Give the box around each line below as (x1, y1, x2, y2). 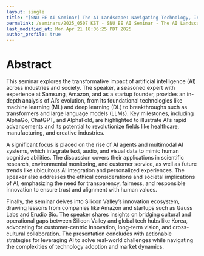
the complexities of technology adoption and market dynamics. (6, 243, 165, 251)
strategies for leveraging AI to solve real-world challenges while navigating (6, 237, 194, 244)
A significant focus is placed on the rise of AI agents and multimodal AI (6, 141, 183, 149)
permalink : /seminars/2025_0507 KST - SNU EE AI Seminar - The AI (6, 20, 178, 26)
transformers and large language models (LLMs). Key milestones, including (6, 110, 194, 117)
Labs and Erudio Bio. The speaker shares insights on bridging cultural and (6, 211, 191, 218)
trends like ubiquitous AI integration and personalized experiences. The (6, 167, 185, 174)
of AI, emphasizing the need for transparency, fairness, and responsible (6, 180, 186, 187)
